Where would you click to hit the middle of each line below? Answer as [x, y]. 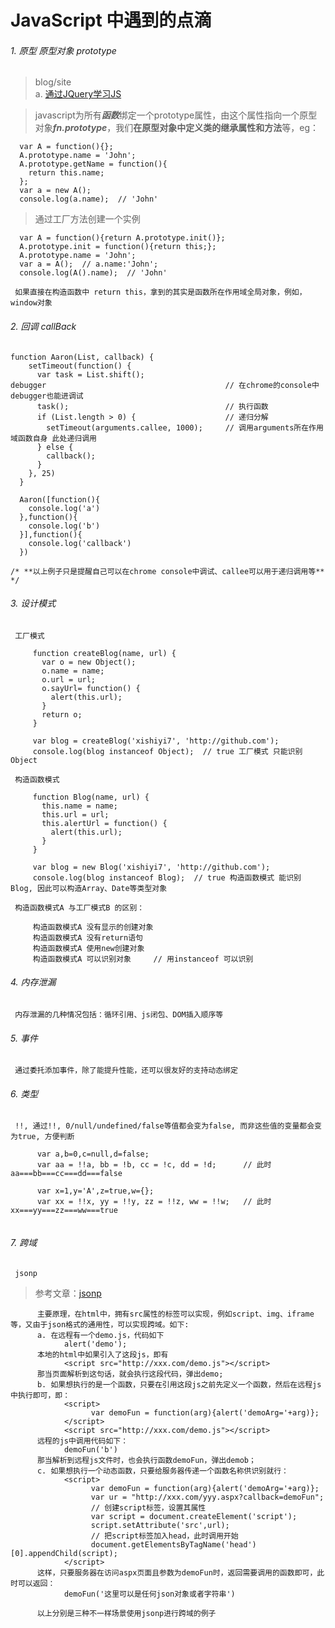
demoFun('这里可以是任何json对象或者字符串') [149, 1594]
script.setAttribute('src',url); [160, 1525]
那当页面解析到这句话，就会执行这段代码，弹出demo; [130, 1374]
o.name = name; [73, 671]
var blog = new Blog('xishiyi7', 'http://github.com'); [151, 867]
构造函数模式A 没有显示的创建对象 [93, 927]
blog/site [53, 82]
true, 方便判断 [46, 1137]
